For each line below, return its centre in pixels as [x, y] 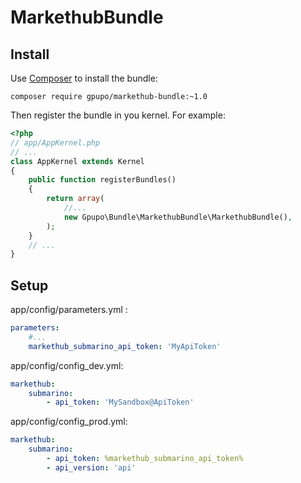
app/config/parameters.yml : [69, 310]
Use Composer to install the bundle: [84, 78]
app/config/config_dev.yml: [67, 365]
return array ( [75, 199]
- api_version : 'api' [91, 467]
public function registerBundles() [102, 180]
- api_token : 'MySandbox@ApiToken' [120, 402]
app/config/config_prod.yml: [69, 422]
